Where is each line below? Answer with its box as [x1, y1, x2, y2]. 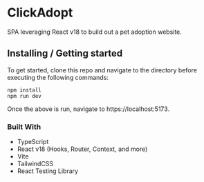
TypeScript [17, 138, 49, 146]
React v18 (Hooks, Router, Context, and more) [17, 145, 148, 153]
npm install [7, 86, 41, 94]
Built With [7, 122, 41, 132]
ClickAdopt [7, 5, 73, 21]
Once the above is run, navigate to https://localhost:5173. [7, 105, 170, 113]
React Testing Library [17, 167, 78, 175]
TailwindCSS [17, 160, 54, 168]
